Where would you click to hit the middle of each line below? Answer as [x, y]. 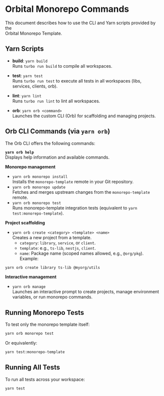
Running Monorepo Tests [45, 312]
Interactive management [31, 277]
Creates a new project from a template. [52, 237]
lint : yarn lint [27, 95]
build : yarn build [30, 61]
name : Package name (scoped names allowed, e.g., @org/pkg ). [82, 253]
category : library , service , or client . [58, 243]
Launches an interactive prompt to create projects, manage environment [85, 292]
